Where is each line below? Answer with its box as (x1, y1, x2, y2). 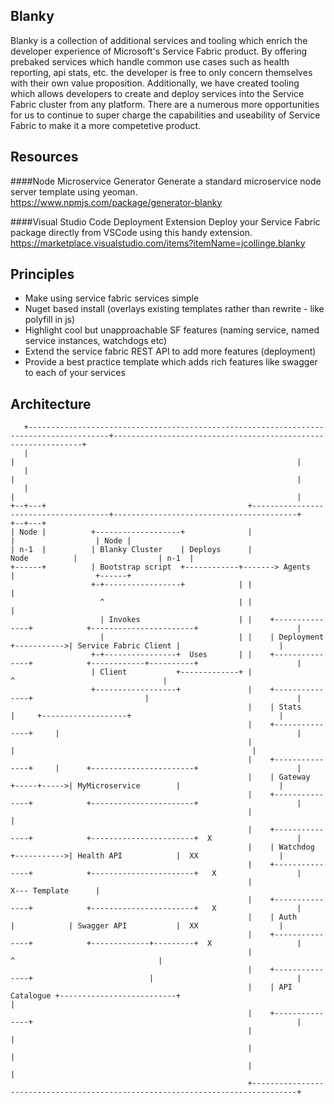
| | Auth (247, 912, 298, 923)
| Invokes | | (99, 615, 253, 625)
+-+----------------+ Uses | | (90, 650, 253, 660)
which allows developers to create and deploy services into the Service (10, 87, 305, 99)
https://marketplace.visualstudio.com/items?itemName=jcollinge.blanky (10, 237, 306, 249)
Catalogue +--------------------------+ (10, 991, 182, 1001)
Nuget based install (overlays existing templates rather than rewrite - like (24, 303, 325, 315)
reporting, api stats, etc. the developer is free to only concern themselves (10, 66, 313, 78)
